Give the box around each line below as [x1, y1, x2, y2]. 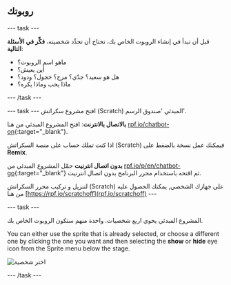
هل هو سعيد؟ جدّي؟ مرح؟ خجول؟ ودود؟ [17, 72, 119, 81]
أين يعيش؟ [17, 65, 45, 73]
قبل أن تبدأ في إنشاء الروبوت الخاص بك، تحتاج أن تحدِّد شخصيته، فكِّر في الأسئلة [7, 37, 210, 46]
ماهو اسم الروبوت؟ [17, 58, 67, 66]
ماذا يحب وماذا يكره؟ [17, 79, 71, 88]
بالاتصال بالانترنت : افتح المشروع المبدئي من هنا [7, 120, 127, 128]
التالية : [7, 44, 23, 52]
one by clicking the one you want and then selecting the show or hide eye [7, 237, 218, 245]
